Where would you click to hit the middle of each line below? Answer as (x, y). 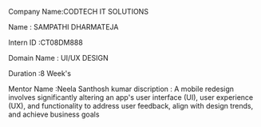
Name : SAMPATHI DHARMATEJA (63, 27)
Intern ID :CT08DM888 (46, 42)
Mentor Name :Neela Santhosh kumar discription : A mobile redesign (121, 89)
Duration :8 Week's (40, 73)
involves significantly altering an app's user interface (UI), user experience (131, 97)
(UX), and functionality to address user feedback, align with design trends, (131, 106)
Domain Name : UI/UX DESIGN (59, 58)
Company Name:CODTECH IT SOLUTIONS (79, 12)
